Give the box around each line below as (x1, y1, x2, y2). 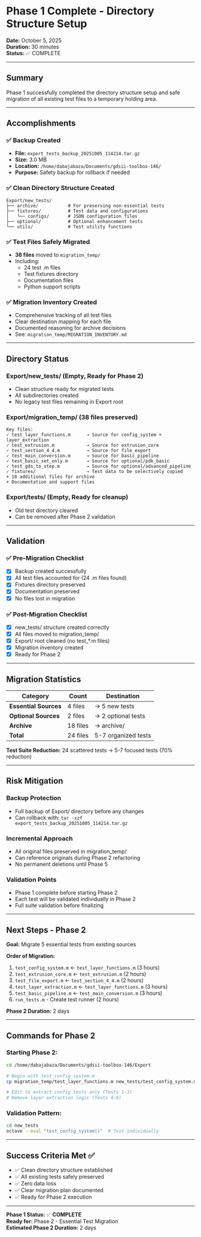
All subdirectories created (14, 392, 79, 399)
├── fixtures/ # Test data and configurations (6, 208, 148, 214)
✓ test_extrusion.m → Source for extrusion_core (6, 443, 160, 449)
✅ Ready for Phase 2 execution (14, 1193, 92, 1200)
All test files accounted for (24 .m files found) (14, 574, 127, 582)
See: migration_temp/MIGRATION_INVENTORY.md (14, 331, 127, 338)
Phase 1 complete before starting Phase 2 (14, 889, 118, 896)
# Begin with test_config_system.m (6, 1073, 95, 1079)
